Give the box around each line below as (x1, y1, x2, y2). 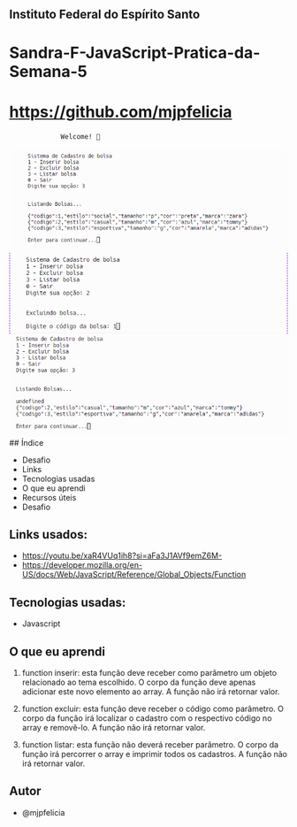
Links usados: (9, 526, 88, 542)
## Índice (9, 437, 44, 448)
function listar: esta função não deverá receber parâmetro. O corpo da (21, 739, 279, 750)
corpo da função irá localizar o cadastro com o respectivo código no (21, 712, 272, 724)
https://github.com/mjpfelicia (9, 102, 232, 122)
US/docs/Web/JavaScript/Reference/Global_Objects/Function (21, 570, 247, 580)
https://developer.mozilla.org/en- (21, 560, 143, 570)
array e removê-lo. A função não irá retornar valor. (21, 722, 206, 732)
